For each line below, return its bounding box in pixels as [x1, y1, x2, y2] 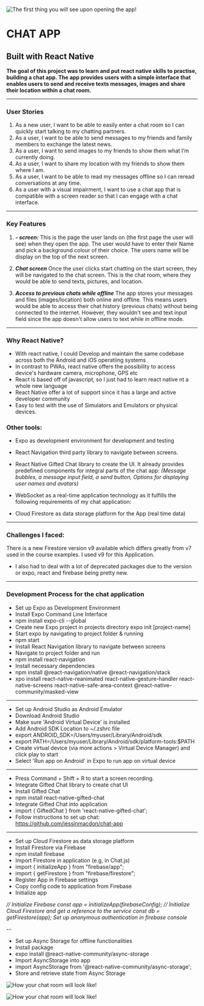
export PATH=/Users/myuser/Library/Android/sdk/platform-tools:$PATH [15, 737, 195, 745]
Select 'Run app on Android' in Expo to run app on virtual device [15, 757, 176, 764]
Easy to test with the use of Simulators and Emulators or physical [15, 401, 178, 408]
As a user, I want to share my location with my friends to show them [15, 160, 185, 167]
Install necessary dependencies [15, 662, 95, 669]
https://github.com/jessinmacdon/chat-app [15, 819, 123, 827]
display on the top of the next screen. [15, 253, 109, 260]
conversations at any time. [15, 179, 82, 187]
